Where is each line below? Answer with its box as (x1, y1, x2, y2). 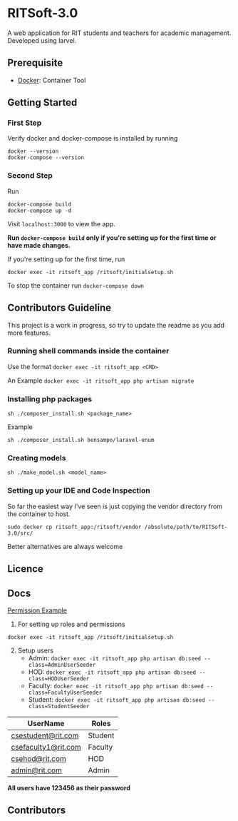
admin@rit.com (11, 765, 62, 775)
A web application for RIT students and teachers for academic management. (7, 29, 232, 37)
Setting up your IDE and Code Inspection (7, 485, 151, 495)
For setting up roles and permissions (17, 620, 125, 628)
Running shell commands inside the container (7, 346, 170, 356)
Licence (7, 563, 44, 575)
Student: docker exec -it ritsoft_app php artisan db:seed (28, 695, 205, 704)
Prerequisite (7, 57, 63, 69)
